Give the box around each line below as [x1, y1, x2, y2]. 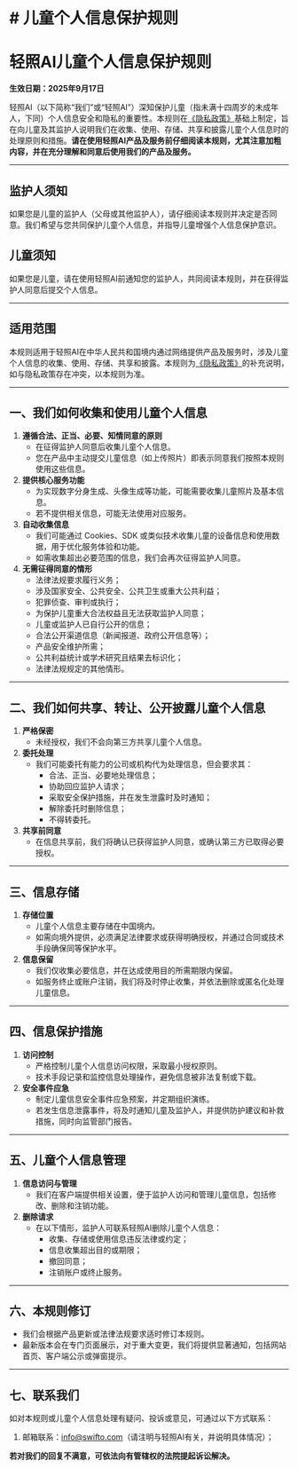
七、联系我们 [9, 1387, 80, 1402]
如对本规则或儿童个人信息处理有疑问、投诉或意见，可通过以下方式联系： [9, 1413, 273, 1424]
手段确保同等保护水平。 [35, 943, 122, 953]
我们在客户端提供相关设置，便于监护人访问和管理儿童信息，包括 [35, 1189, 269, 1199]
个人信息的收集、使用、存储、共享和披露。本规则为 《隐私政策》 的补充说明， [9, 357, 289, 368]
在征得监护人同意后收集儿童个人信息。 [35, 441, 176, 453]
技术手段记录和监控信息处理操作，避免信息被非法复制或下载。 [35, 1071, 262, 1082]
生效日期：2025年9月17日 [9, 83, 105, 94]
